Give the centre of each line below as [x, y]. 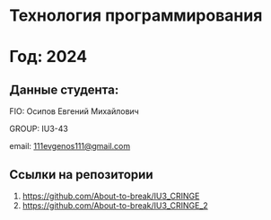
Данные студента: [64, 89]
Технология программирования [136, 16]
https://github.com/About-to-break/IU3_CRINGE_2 [115, 206]
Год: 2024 [48, 57]
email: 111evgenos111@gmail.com [70, 146]
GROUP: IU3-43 [39, 129]
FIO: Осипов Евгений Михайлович [74, 111]
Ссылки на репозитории [81, 175]
